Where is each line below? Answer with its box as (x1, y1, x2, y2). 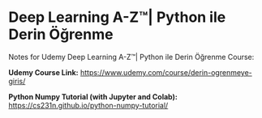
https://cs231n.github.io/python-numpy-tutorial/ (8, 100, 169, 110)
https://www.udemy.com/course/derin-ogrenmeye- (79, 67, 253, 77)
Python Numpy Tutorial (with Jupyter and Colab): (8, 91, 178, 101)
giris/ (8, 76, 26, 86)
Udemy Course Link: (8, 67, 79, 77)
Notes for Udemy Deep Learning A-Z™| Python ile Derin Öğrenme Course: (8, 52, 255, 61)
